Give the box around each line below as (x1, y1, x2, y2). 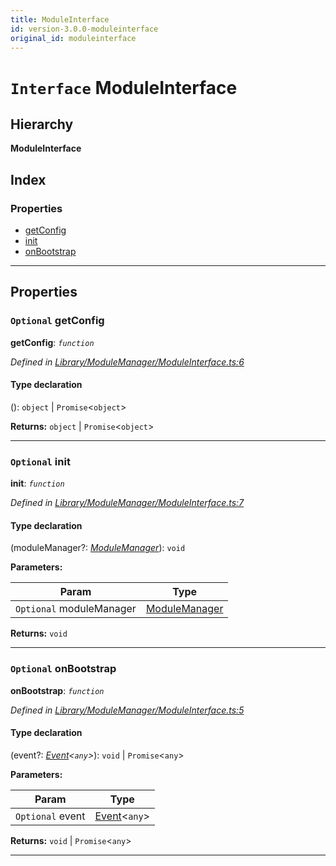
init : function (10, 477, 65, 490)
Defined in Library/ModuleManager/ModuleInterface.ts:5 (10, 704, 245, 716)
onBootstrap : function (10, 684, 105, 696)
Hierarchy (10, 116, 74, 133)
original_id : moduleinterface (10, 33, 137, 43)
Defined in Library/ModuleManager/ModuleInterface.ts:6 (10, 356, 245, 368)
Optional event (15, 809, 86, 823)
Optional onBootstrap (10, 662, 117, 676)
